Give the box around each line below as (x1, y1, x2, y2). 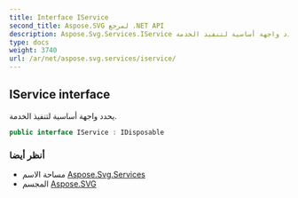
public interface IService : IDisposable (9, 128, 165, 137)
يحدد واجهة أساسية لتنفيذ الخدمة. (9, 110, 117, 121)
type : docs (9, 37, 50, 47)
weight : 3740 (9, 46, 58, 55)
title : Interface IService (9, 12, 109, 22)
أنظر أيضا (9, 148, 45, 161)
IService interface (9, 87, 111, 102)
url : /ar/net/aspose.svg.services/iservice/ (9, 54, 176, 63)
